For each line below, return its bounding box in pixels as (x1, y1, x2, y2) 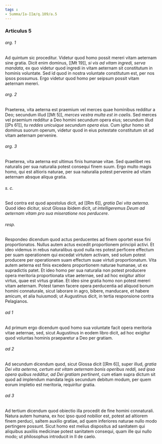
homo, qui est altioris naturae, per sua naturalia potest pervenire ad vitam (5, 169, 151, 175)
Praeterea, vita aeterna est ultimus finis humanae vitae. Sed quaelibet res (5, 159, 151, 164)
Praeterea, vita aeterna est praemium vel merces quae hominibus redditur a (5, 106, 156, 112)
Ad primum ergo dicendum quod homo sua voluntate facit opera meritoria (5, 325, 152, 330)
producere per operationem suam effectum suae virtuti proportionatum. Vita (5, 257, 157, 263)
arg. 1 (5, 40, 16, 46)
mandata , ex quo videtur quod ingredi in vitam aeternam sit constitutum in (5, 65, 153, 71)
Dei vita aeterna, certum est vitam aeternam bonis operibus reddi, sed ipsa (5, 366, 155, 372)
